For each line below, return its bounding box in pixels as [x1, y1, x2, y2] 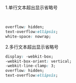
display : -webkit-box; [5, 54, 54, 59]
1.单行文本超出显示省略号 [5, 5, 58, 10]
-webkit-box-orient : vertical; [5, 59, 72, 64]
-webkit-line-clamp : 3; [5, 63, 56, 69]
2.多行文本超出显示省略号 [5, 44, 59, 50]
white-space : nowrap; [5, 34, 52, 39]
